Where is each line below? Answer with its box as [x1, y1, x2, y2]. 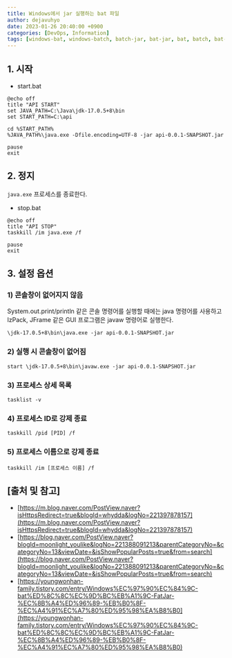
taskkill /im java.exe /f [7, 229, 81, 236]
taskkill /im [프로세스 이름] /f [7, 464, 95, 471]
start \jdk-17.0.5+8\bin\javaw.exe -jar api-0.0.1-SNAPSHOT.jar [7, 363, 196, 370]
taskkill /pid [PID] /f [7, 430, 76, 437]
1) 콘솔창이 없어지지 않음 [7, 290, 84, 300]
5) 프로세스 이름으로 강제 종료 [7, 447, 99, 457]
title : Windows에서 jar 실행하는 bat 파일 [7, 10, 119, 17]
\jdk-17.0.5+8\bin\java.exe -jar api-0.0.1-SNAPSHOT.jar [7, 330, 175, 337]
